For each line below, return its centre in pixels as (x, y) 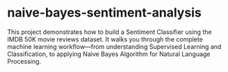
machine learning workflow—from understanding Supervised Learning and (114, 46)
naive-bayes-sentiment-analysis (104, 13)
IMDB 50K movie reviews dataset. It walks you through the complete (105, 39)
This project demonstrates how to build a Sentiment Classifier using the (109, 32)
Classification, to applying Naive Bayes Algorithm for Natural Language (109, 54)
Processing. (24, 61)
